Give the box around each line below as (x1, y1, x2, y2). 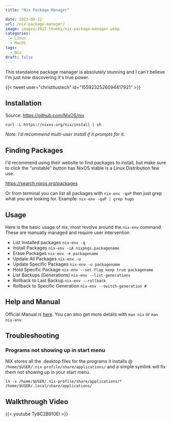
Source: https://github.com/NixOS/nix (5, 112, 85, 119)
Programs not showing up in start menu (5, 347, 106, 354)
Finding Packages (5, 146, 64, 155)
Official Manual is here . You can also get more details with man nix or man (5, 311, 158, 317)
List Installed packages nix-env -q (12, 239, 86, 245)
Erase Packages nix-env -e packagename (12, 250, 99, 256)
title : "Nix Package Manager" (5, 7, 70, 13)
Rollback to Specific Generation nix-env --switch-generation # (12, 283, 147, 289)
